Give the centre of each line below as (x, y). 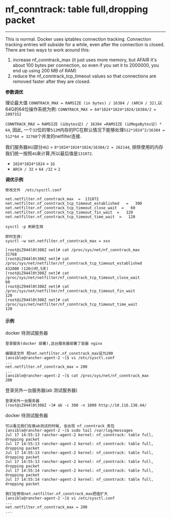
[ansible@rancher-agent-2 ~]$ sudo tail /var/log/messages (69, 431)
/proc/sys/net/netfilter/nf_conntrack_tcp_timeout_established (74, 263)
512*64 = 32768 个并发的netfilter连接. (43, 136)
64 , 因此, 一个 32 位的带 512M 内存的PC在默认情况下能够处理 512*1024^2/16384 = (85, 130)
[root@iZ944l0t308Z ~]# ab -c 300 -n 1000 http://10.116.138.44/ (76, 405)
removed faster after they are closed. (51, 81)
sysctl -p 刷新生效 (24, 227)
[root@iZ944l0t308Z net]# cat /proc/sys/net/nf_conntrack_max (73, 250)
